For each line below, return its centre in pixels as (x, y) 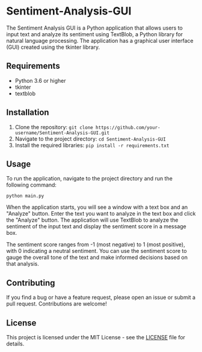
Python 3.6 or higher (40, 80)
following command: (32, 185)
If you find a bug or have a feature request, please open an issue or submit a (101, 298)
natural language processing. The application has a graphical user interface (100, 40)
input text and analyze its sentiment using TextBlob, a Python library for (95, 34)
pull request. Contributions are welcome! (57, 304)
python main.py (25, 196)
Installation (28, 113)
